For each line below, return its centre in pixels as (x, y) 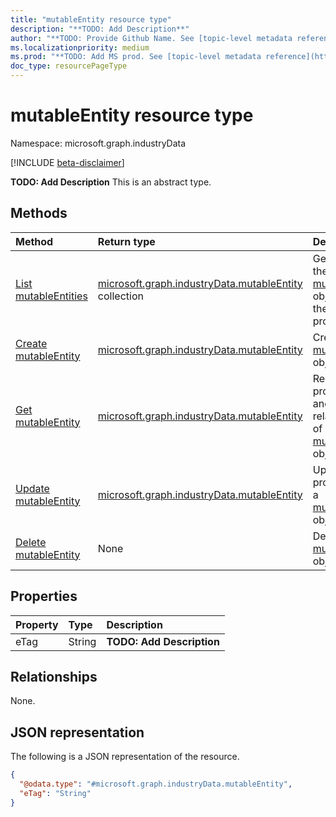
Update (32, 488)
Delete (31, 542)
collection (120, 296)
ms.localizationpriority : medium (80, 47)
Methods (39, 213)
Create (31, 343)
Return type (126, 241)
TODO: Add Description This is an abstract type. (111, 182)
